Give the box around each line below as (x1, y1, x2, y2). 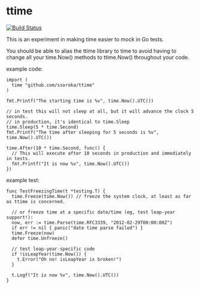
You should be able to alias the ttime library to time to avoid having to (6, 47, 177, 55)
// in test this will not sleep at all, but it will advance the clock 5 (6, 108, 195, 115)
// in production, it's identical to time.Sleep (6, 119, 130, 125)
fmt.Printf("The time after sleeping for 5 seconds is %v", (6, 129, 160, 136)
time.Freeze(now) (11, 230, 55, 236)
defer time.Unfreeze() (11, 235, 68, 241)
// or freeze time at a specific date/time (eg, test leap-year (11, 209, 175, 215)
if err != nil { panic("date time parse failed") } (11, 225, 144, 231)
